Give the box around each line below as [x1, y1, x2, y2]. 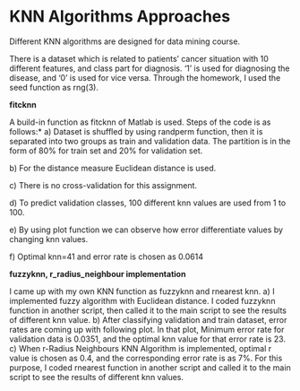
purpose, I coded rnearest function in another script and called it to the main [9, 361, 291, 373]
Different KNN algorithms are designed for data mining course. [9, 36, 240, 47]
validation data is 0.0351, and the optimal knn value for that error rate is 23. [9, 334, 287, 344]
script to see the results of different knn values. [9, 371, 184, 382]
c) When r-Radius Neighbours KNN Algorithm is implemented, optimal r [9, 343, 271, 353]
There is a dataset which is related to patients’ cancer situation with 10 [9, 53, 269, 64]
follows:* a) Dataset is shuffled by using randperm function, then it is [9, 126, 263, 136]
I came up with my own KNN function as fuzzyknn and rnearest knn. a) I [9, 285, 275, 297]
